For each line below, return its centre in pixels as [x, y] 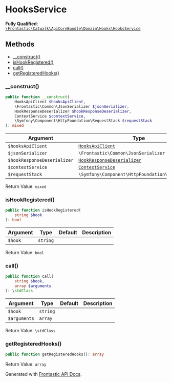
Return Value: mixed [26, 186]
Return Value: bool [25, 253]
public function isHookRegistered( [43, 211]
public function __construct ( [38, 97]
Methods [20, 44]
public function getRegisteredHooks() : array [55, 355]
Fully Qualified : [22, 24]
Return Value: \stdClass [30, 330]
